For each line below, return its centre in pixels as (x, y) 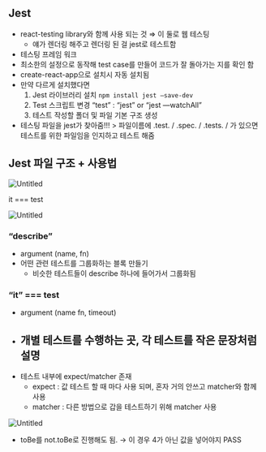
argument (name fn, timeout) (68, 312)
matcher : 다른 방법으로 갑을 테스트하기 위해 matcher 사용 (124, 407)
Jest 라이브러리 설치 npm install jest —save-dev (112, 95)
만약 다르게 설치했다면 (55, 84)
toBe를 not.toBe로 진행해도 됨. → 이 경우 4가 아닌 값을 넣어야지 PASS (131, 440)
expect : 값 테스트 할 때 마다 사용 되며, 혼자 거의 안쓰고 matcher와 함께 (144, 387)
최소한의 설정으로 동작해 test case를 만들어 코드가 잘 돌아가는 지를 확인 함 (137, 64)
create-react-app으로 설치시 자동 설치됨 (85, 74)
